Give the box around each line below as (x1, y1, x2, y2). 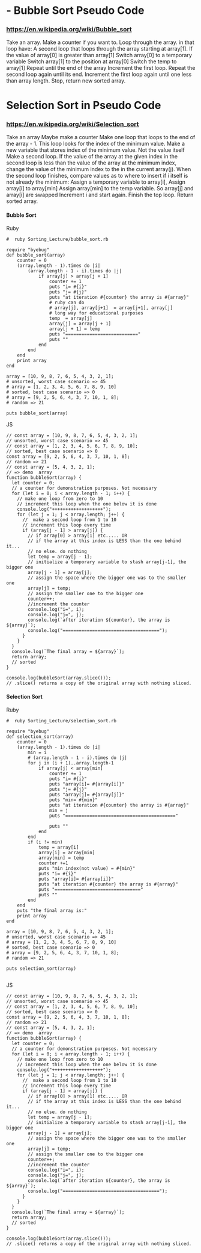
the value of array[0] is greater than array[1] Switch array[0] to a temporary (6, 52, 192, 59)
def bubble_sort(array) (6, 252, 66, 258)
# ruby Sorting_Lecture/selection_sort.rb (6, 718, 117, 724)
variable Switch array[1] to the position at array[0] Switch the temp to (6, 58, 177, 65)
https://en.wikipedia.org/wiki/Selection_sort (6, 120, 139, 128)
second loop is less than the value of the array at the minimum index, (6, 159, 177, 166)
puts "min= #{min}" (49, 797, 98, 803)
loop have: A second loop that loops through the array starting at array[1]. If (6, 45, 193, 52)
